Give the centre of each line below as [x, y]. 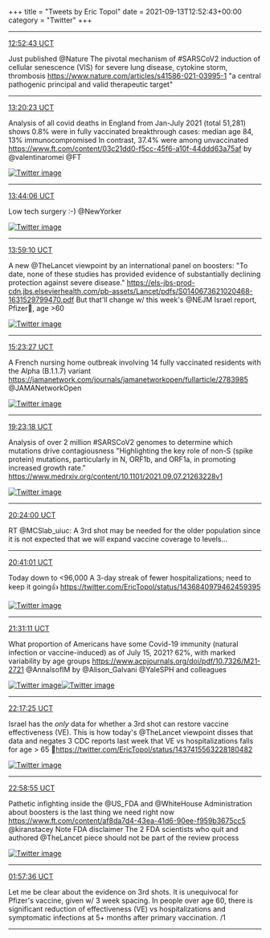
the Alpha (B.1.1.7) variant [49, 371]
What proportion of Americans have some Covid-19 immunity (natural [123, 644]
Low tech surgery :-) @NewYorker [65, 211]
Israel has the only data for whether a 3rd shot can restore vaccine [119, 724]
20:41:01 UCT [31, 562]
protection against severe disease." [67, 283]
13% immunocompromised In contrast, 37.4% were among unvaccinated [129, 140]
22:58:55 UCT [32, 788]
